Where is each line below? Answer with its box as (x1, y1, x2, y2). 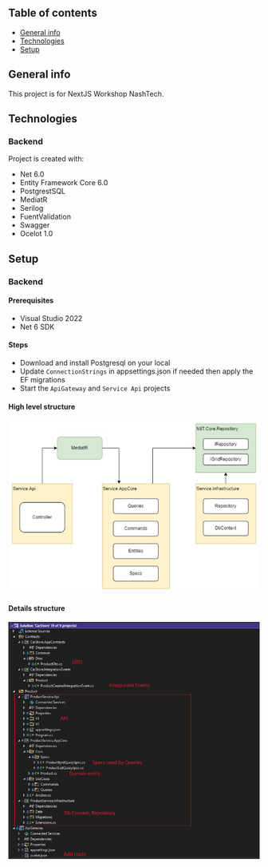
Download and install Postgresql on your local (19, 358, 171, 368)
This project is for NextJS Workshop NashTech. (8, 89, 164, 98)
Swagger (19, 220, 50, 230)
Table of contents (8, 6, 97, 20)
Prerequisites (8, 295, 54, 306)
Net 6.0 (19, 169, 45, 179)
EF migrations (19, 375, 65, 385)
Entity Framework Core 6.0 (19, 178, 108, 188)
